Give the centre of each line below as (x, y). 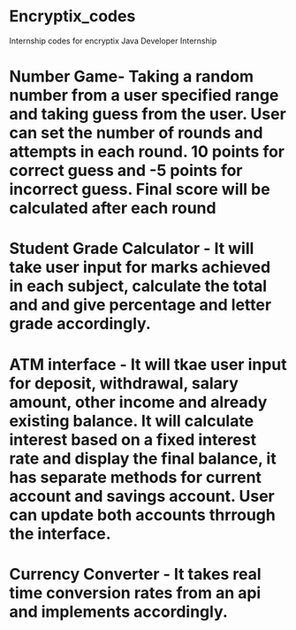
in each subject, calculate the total (138, 286)
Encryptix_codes (72, 16)
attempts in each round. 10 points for (147, 152)
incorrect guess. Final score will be (140, 190)
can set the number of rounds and (136, 133)
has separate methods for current (136, 477)
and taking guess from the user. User (148, 115)
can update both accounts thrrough (142, 515)
